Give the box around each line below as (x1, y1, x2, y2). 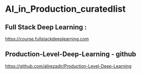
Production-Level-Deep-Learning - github (5, 50, 137, 58)
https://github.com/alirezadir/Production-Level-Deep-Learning (5, 63, 132, 69)
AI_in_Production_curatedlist (5, 3, 126, 15)
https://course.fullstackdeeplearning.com (5, 36, 89, 42)
